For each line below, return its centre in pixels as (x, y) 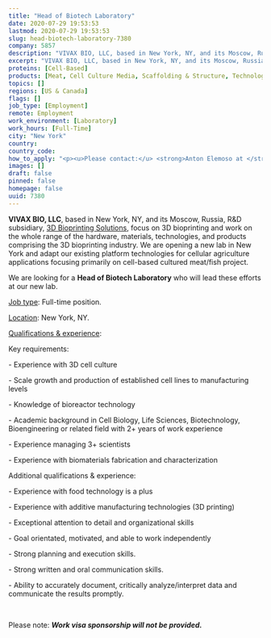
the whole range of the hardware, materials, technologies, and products (127, 236)
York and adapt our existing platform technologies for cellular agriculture (129, 253)
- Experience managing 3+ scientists (69, 444)
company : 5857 (32, 46)
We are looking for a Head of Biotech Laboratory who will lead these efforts (135, 277)
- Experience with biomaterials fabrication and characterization (113, 460)
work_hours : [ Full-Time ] (50, 128)
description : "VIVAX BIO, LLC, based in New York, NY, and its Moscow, (131, 53)
